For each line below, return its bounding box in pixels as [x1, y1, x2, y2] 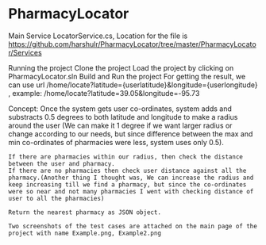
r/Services [8, 48, 42, 57]
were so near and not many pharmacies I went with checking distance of [8, 187, 254, 195]
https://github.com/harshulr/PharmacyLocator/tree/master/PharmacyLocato [8, 39, 256, 48]
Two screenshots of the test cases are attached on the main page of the [8, 222, 258, 230]
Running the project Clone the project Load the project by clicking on [8, 63, 234, 72]
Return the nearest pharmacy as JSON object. [8, 208, 161, 216]
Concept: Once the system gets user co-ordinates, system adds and [8, 104, 233, 113]
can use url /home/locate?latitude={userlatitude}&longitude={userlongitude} [8, 80, 258, 90]
